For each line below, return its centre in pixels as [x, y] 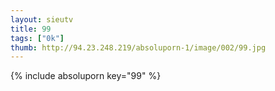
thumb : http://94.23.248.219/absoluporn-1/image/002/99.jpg [138, 47]
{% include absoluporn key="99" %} [86, 76]
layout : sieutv [42, 19]
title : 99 [31, 29]
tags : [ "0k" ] [37, 38]
